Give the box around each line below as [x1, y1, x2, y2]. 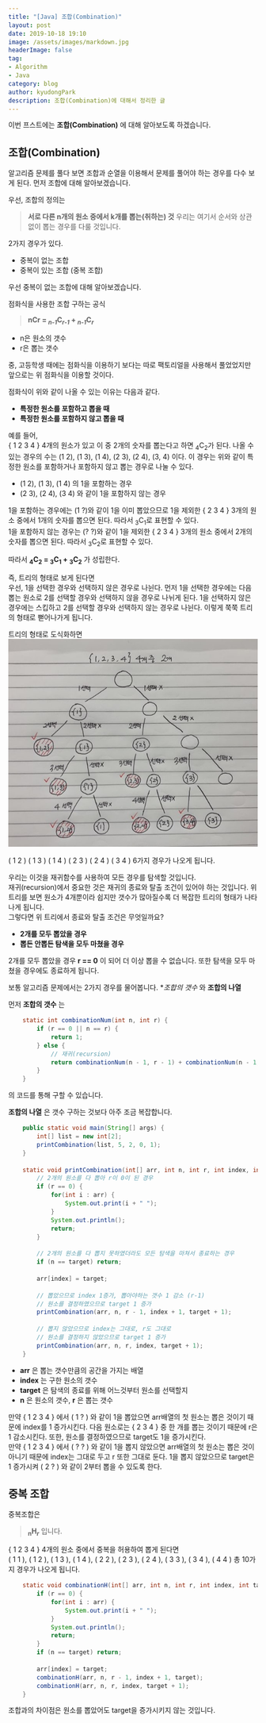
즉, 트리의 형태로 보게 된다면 [8, 573, 95, 583]
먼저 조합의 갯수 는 [8, 1000, 66, 1010]
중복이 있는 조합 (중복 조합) [19, 266, 104, 275]
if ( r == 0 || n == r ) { [36, 1025, 119, 1033]
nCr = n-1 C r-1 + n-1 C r [27, 315, 94, 326]
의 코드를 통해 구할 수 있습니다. [8, 1090, 104, 1100]
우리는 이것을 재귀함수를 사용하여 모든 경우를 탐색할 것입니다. [8, 873, 196, 883]
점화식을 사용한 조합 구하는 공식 [8, 299, 106, 309]
